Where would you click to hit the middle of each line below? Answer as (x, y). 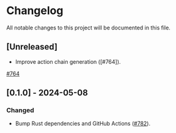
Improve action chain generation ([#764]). (68, 61)
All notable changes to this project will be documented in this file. (89, 28)
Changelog (35, 11)
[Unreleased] (32, 47)
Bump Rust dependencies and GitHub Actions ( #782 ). (83, 124)
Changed (20, 110)
